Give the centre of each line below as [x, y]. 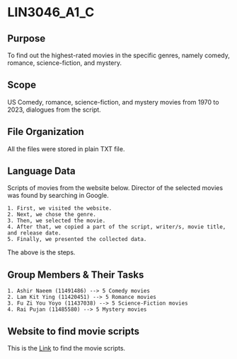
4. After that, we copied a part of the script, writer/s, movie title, [117, 227]
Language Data [41, 171]
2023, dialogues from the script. [54, 110]
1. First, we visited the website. [60, 208]
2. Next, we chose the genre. [52, 215]
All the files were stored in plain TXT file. [66, 148]
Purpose [27, 39]
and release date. [34, 233]
